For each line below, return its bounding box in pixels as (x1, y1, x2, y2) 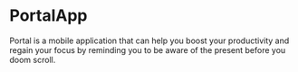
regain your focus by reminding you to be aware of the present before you (9, 44, 286, 55)
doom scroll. (9, 54, 56, 65)
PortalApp (9, 5, 88, 26)
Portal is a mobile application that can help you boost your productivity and (9, 35, 290, 46)
